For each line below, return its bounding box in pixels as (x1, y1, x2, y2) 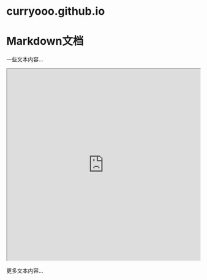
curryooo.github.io (6, 4, 105, 18)
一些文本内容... (6, 56, 44, 63)
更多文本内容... (6, 267, 44, 274)
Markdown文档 (6, 34, 84, 48)
